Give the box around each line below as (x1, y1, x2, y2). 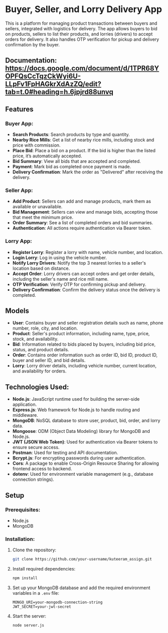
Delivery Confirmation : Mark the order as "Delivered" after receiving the (12, 169, 163, 175)
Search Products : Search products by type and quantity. (12, 132, 130, 138)
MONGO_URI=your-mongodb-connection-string (12, 600, 103, 605)
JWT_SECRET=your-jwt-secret (12, 604, 71, 609)
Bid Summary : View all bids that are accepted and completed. (12, 158, 141, 164)
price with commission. (12, 142, 61, 148)
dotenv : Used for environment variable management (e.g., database (12, 471, 154, 477)
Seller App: (5, 186, 33, 194)
